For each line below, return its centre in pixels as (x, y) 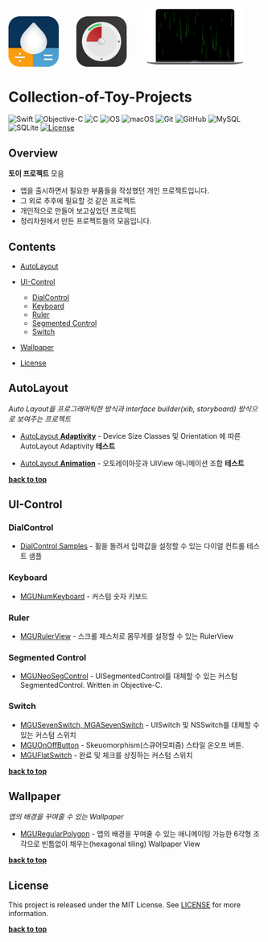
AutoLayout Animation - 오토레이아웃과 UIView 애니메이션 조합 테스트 (132, 463)
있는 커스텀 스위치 (48, 735)
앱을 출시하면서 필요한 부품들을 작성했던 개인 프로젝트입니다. (115, 191)
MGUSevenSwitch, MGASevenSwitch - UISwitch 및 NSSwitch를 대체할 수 (140, 724)
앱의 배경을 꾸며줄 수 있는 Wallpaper (66, 817)
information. (29, 914)
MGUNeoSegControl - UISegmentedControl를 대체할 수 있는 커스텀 (129, 676)
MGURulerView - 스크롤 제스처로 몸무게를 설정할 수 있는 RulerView (127, 636)
